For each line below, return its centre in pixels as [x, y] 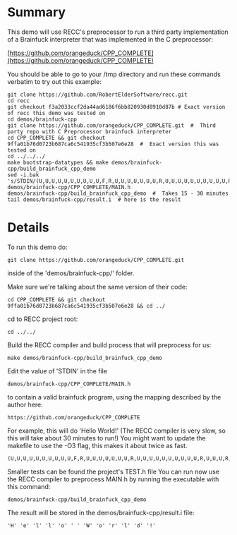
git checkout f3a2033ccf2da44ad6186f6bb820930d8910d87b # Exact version [116, 107]
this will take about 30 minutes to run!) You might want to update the [107, 438]
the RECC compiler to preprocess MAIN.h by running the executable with [113, 479]
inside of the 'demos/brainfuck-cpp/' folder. [71, 273]
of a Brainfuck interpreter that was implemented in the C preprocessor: [110, 39]
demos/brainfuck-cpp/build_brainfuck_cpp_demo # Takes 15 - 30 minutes [118, 193]
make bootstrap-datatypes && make [58, 162]
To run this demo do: [37, 247]
